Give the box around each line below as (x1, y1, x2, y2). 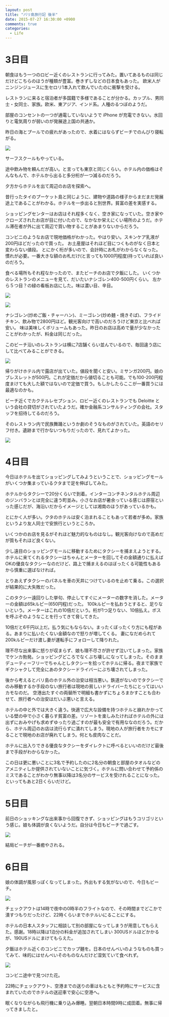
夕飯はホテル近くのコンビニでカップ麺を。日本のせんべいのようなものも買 (5, 946, 159, 952)
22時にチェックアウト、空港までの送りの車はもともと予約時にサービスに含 (5, 983, 160, 989)
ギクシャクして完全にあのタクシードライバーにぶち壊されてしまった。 (5, 666, 150, 672)
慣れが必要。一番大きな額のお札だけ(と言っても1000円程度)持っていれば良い (5, 253, 163, 259)
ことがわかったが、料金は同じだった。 (5, 331, 84, 337)
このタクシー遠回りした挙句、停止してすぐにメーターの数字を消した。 (5, 595, 151, 601)
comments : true (5, 21, 37, 27)
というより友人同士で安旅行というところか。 (5, 520, 98, 526)
